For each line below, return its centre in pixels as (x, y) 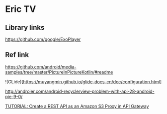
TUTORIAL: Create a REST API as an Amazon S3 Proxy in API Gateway (77, 106)
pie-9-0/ (14, 96)
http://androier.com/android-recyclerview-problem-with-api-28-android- (80, 91)
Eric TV (21, 9)
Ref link (17, 55)
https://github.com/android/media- (41, 67)
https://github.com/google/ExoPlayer (43, 39)
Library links (25, 28)
